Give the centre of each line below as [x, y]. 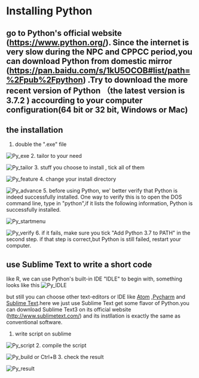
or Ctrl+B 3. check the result [69, 357]
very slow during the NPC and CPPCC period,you [99, 52]
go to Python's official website [64, 33]
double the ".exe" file [41, 144]
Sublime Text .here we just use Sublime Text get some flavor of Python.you [98, 303]
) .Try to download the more [135, 80]
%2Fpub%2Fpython [45, 80]
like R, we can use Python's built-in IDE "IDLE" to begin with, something [94, 279]
